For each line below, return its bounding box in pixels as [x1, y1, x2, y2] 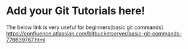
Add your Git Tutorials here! [6, 4, 145, 18]
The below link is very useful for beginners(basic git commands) [6, 24, 164, 31]
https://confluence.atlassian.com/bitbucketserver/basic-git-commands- [6, 30, 182, 37]
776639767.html [6, 36, 46, 43]
